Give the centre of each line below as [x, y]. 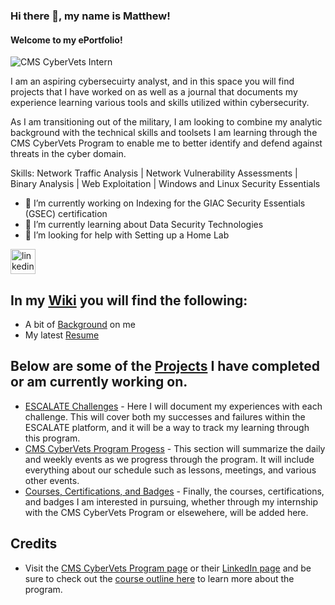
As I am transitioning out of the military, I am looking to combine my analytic [166, 122]
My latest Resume [62, 335]
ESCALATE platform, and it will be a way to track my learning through [167, 427]
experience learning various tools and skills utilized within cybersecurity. [160, 103]
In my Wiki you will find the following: [129, 300]
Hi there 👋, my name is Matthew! [90, 16]
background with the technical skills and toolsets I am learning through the [164, 133]
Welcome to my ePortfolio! [66, 40]
